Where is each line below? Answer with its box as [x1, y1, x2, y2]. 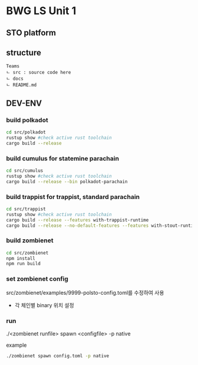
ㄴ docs [6, 76, 24, 82]
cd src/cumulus [6, 168, 44, 174]
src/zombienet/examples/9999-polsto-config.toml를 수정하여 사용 [6, 289, 164, 296]
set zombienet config [6, 275, 69, 283]
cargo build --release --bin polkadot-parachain [6, 178, 128, 184]
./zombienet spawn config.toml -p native [6, 353, 110, 359]
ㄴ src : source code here [6, 70, 71, 76]
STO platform [6, 28, 56, 38]
